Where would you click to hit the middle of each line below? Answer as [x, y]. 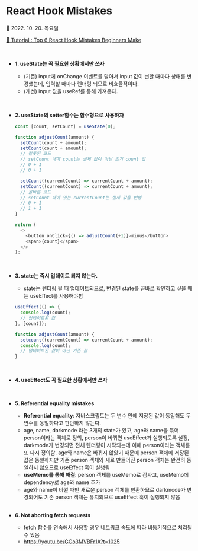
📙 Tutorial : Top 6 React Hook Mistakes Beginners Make [74, 40]
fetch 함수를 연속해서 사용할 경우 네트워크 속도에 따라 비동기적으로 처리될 [108, 528]
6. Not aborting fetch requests [53, 515]
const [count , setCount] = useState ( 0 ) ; [65, 126]
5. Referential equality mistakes [54, 403]
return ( [25, 225]
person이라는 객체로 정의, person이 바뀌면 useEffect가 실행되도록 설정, [106, 438]
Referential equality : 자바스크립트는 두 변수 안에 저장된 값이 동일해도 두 [107, 416]
